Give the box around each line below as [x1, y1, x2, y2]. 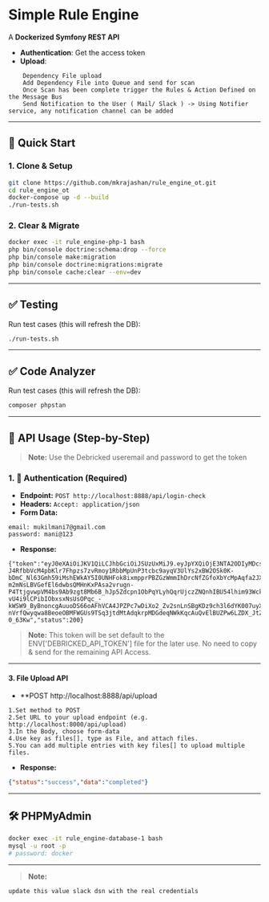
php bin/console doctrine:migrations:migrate [8, 261, 163, 269]
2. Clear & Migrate [8, 220, 80, 231]
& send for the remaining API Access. [27, 647, 151, 657]
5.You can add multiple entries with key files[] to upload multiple [8, 741, 246, 750]
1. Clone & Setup [8, 161, 74, 172]
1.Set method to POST [8, 707, 81, 715]
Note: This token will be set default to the [27, 631, 165, 640]
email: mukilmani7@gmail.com [8, 524, 106, 532]
